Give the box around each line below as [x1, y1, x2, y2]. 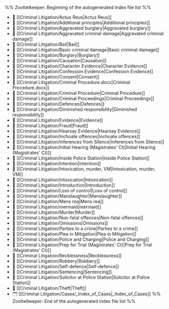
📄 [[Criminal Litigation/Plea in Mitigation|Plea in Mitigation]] [12, 231, 136, 237]
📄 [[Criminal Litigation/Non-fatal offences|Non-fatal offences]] [12, 215, 143, 221]
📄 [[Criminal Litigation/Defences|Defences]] [12, 101, 105, 107]
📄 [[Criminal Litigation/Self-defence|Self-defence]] [12, 264, 119, 269]
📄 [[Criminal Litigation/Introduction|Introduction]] [12, 182, 115, 188]
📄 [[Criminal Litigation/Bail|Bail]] [12, 41, 80, 47]
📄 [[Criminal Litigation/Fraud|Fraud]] [12, 122, 89, 128]
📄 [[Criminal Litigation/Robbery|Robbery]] [12, 258, 100, 264]
